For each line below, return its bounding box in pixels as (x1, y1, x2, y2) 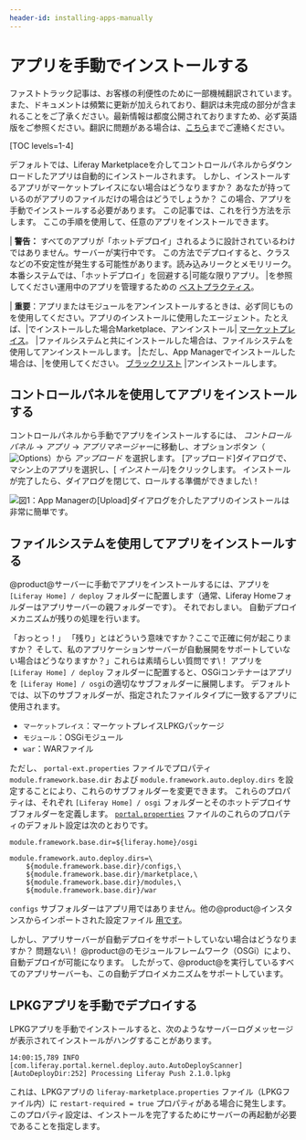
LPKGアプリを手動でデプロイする (9, 997, 198, 1013)
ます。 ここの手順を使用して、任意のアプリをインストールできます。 (16, 216, 274, 227)
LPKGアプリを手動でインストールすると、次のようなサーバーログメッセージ (9, 1024, 294, 1034)
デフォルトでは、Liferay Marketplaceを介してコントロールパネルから (9, 159, 269, 170)
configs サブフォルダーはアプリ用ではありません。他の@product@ (9, 903, 262, 914)
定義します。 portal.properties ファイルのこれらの (65, 808, 259, 819)
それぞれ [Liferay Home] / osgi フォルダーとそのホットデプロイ (40, 797, 283, 808)
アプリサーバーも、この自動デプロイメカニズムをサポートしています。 (25, 968, 289, 979)
